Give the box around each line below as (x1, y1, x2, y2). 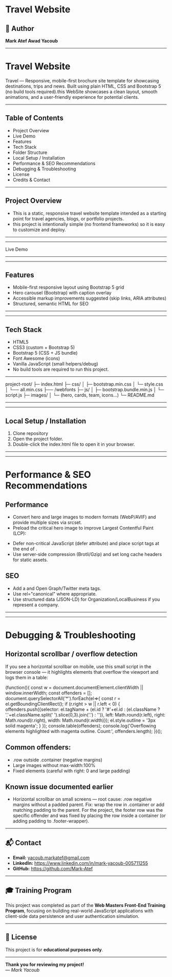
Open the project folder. (12, 436, 63, 442)
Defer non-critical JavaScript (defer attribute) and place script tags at (12, 540, 160, 546)
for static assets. (12, 557, 48, 563)
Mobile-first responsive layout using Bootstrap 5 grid (12, 284, 124, 290)
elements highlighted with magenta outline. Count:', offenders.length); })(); (5, 728, 162, 734)
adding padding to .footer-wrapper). (12, 818, 90, 824)
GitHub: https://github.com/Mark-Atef (12, 866, 93, 872)
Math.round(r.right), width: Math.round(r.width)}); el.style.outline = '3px (5, 717, 156, 723)
